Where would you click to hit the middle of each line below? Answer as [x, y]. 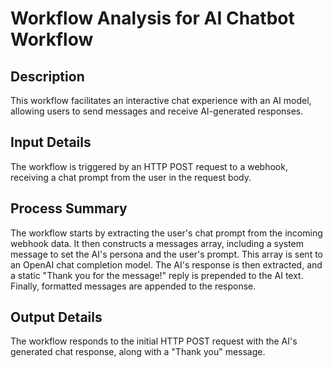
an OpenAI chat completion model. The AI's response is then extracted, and [166, 264]
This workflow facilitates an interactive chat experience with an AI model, [161, 100]
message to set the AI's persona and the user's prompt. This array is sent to [166, 254]
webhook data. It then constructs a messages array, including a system [157, 243]
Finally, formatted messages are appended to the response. [133, 286]
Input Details [51, 142]
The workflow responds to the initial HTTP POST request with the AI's [154, 341]
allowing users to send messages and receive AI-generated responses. [157, 111]
